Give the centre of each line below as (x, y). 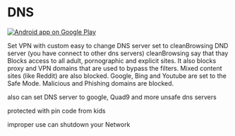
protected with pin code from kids (56, 110)
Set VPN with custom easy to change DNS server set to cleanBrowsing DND (118, 45)
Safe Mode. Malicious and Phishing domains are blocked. (91, 83)
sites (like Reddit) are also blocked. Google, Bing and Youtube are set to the (117, 76)
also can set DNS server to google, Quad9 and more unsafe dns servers (112, 97)
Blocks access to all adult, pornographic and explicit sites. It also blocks (112, 60)
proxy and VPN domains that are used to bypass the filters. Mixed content (115, 68)
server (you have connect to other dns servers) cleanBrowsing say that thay (118, 53)
